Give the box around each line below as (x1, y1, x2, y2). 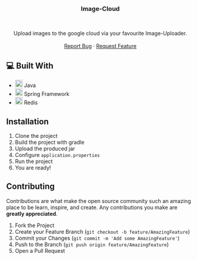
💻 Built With (6, 61, 54, 71)
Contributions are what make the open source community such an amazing (6, 197, 191, 204)
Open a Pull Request (14, 247, 66, 254)
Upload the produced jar (14, 145, 76, 152)
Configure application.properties (14, 151, 100, 158)
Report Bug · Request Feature (64, 43, 137, 50)
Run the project (14, 158, 53, 165)
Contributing (6, 182, 55, 192)
